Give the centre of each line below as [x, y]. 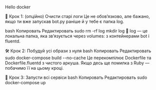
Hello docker [18, 7]
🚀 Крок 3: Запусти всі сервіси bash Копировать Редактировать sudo [76, 77]
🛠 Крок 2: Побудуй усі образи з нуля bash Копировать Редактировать [78, 51]
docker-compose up [26, 82]
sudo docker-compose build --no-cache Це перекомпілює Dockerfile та [78, 58]
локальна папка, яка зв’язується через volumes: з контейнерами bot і [77, 36]
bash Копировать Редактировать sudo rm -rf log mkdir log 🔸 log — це [76, 31]
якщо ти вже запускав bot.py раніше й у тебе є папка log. [65, 22]
